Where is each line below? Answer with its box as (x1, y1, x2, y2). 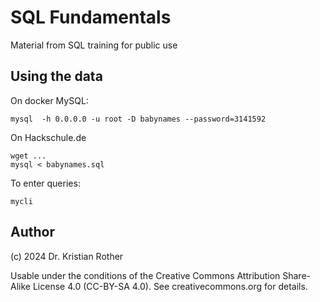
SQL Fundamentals (10, 6, 172, 29)
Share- (282, 269, 312, 281)
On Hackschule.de (10, 131, 87, 143)
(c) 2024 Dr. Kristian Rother (10, 250, 124, 262)
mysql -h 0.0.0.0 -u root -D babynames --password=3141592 (10, 114, 267, 124)
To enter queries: (10, 177, 81, 189)
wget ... (10, 151, 47, 161)
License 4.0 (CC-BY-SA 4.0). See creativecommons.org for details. (32, 280, 308, 292)
